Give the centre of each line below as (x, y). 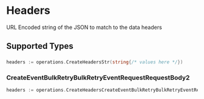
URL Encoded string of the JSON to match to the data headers (84, 27)
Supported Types (40, 46)
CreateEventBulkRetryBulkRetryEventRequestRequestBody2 (98, 78)
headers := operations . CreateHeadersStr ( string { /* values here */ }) (95, 62)
